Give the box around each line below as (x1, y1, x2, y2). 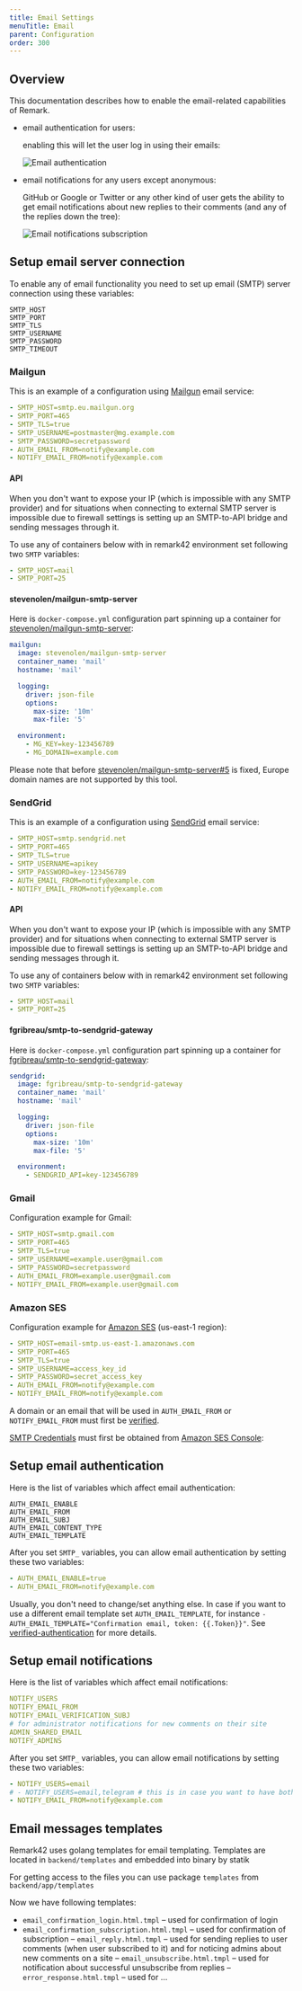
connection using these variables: (9, 288, 135, 298)
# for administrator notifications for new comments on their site (9, 1720, 268, 1729)
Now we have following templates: (9, 1898, 137, 1908)
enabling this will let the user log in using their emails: (22, 140, 221, 151)
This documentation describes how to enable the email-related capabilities (9, 95, 286, 106)
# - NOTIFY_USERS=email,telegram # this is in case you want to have (9, 1788, 276, 1797)
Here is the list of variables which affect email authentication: (9, 1482, 235, 1493)
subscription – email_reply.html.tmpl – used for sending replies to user (22, 1933, 288, 1944)
